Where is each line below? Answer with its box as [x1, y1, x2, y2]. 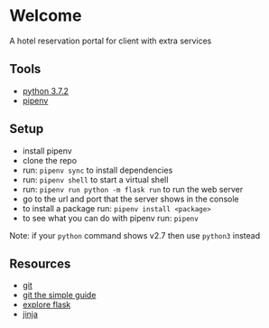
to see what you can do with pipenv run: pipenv [22, 212, 199, 223]
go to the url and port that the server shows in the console [22, 193, 239, 204]
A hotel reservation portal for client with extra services [9, 35, 212, 46]
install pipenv [22, 145, 72, 156]
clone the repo [22, 155, 78, 165]
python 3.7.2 [22, 85, 70, 96]
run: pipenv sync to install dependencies [22, 164, 173, 175]
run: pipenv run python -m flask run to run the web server [22, 183, 244, 194]
